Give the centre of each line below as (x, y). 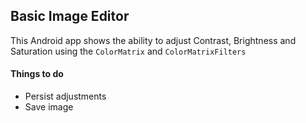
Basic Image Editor (70, 16)
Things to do (37, 74)
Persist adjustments (65, 96)
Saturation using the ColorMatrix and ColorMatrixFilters (128, 51)
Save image (49, 107)
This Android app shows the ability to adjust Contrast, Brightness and (153, 40)
